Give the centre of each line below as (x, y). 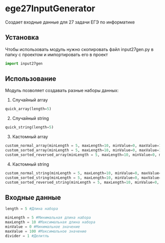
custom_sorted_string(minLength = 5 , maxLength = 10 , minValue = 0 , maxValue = (83, 178)
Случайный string (30, 119)
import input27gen (24, 63)
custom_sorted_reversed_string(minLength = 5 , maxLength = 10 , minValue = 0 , (82, 182)
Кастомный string (30, 164)
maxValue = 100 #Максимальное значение (46, 231)
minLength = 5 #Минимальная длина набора (48, 218)
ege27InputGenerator (50, 9)
